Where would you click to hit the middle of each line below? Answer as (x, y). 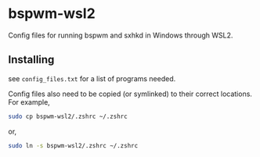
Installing (31, 60)
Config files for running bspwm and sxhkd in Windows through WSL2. (121, 35)
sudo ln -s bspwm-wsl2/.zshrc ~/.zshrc (73, 145)
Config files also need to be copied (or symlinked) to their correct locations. (130, 94)
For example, (29, 102)
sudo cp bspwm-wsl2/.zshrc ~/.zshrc (68, 116)
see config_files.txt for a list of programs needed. (92, 78)
